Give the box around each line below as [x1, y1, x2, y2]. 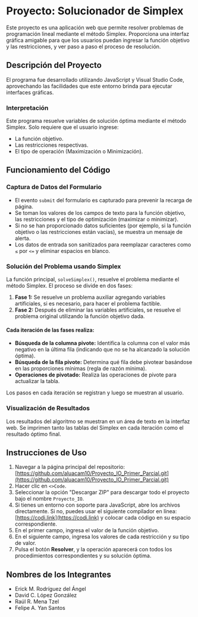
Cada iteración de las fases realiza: [6, 326, 95, 334]
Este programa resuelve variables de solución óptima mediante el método [6, 118, 186, 125]
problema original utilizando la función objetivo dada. [14, 313, 145, 320]
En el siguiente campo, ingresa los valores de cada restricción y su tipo [14, 533, 190, 541]
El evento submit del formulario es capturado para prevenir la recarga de [14, 196, 193, 203]
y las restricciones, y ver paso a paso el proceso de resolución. [6, 43, 161, 50]
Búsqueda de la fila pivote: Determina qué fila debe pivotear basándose [14, 359, 193, 366]
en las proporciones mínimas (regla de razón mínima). [14, 365, 147, 372]
